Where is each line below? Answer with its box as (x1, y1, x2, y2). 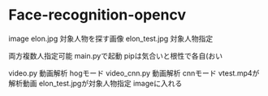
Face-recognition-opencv (8, 6, 187, 24)
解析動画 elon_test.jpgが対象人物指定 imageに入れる (8, 78, 183, 88)
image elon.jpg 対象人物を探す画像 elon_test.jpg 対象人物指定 (8, 33, 214, 43)
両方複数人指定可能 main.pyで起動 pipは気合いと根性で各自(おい (8, 50, 223, 60)
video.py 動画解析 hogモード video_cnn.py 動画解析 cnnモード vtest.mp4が (8, 68, 260, 78)
